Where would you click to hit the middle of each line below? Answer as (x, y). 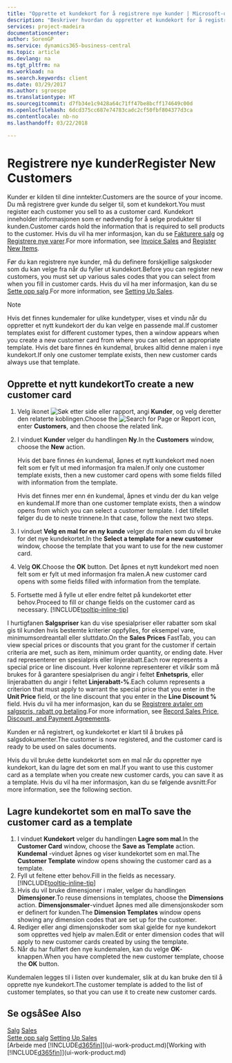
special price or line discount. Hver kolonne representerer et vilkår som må (113, 667)
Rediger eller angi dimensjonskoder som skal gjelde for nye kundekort (116, 927)
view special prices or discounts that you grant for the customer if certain (112, 645)
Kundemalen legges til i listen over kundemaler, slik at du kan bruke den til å (115, 977)
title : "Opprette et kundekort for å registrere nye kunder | (98, 13)
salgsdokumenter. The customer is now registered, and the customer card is (115, 739)
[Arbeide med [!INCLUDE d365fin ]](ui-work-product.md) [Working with (107, 1045)
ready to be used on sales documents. (61, 747)
